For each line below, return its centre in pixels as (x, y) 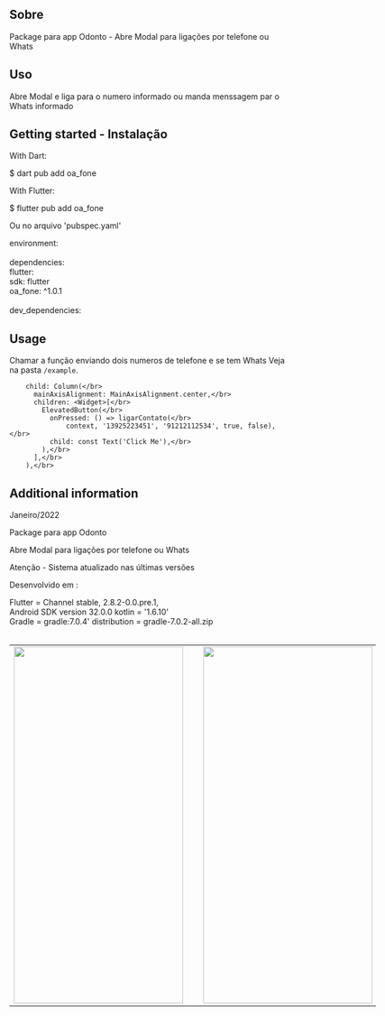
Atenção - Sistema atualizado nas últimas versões (102, 568)
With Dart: (28, 156)
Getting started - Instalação (89, 134)
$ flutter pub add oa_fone (56, 208)
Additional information (74, 493)
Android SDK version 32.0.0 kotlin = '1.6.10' (89, 612)
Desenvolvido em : (44, 585)
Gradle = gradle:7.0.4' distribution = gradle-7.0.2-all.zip (111, 622)
